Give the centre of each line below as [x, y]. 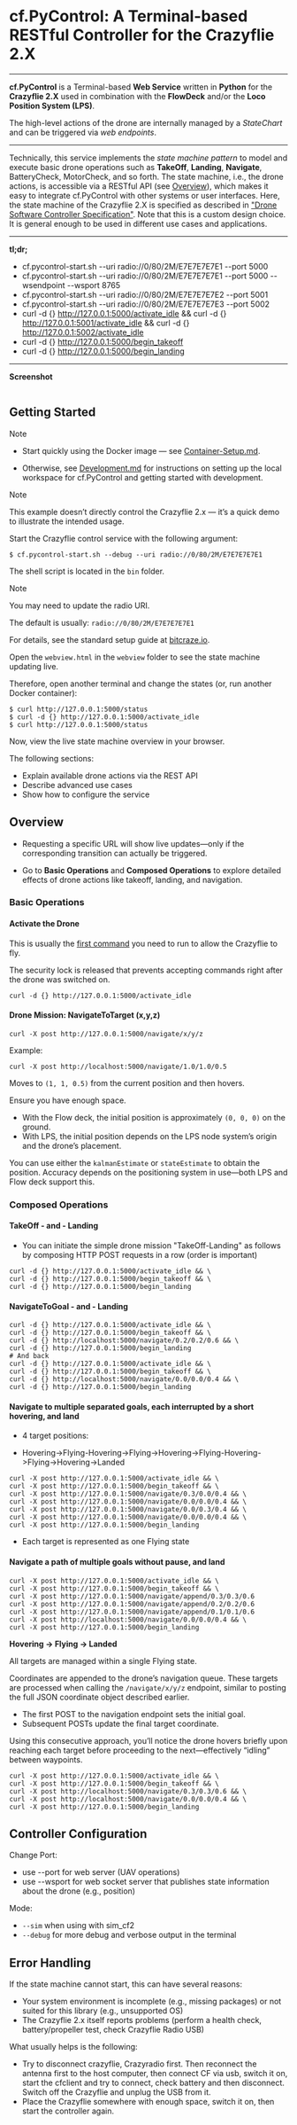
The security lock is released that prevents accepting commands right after [146, 970]
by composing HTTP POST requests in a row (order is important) [140, 1255]
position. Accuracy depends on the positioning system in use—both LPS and [148, 1172]
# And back [29, 1356]
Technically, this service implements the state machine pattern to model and [148, 158]
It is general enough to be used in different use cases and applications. [138, 223]
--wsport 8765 [94, 285]
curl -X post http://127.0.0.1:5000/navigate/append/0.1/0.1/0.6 [132, 1612]
